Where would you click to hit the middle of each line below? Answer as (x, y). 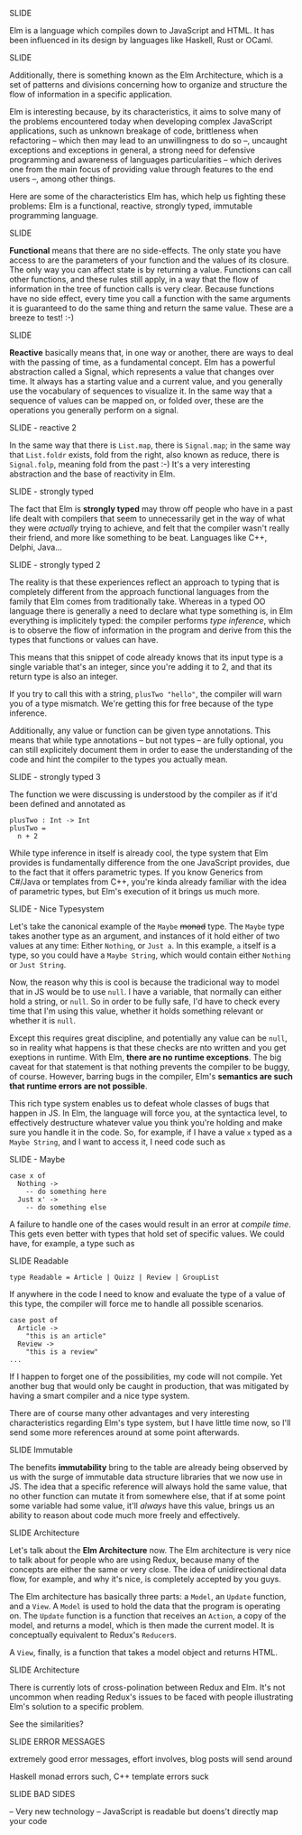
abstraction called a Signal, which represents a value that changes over (142, 372)
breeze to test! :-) (42, 318)
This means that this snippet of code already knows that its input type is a (146, 657)
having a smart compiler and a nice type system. (100, 1395)
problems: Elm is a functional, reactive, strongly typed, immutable (131, 206)
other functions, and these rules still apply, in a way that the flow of (134, 279)
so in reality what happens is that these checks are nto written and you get (148, 1047)
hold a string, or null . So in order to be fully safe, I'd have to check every (145, 1001)
